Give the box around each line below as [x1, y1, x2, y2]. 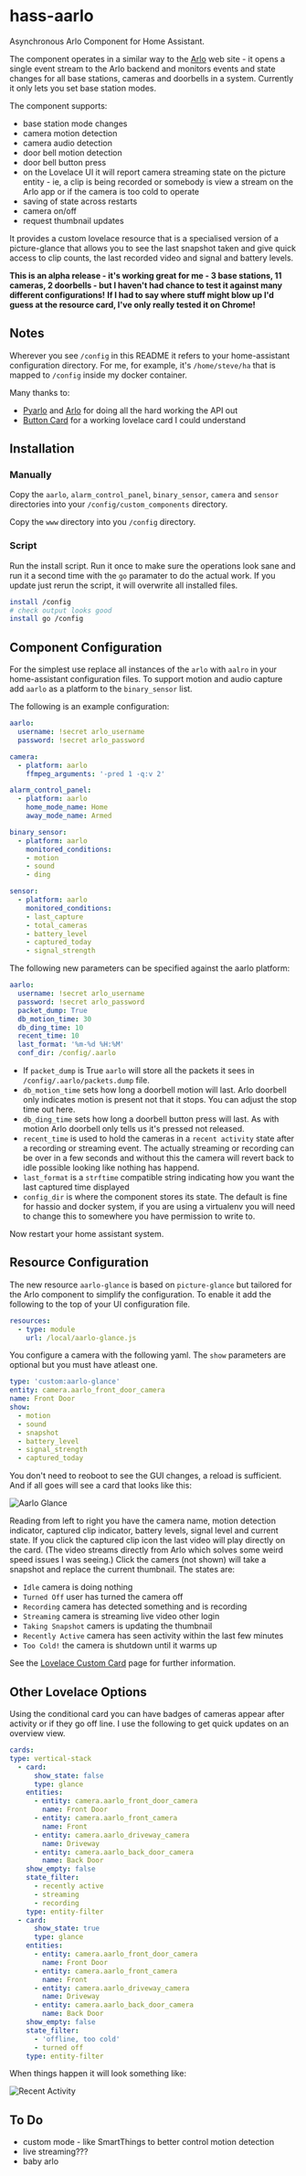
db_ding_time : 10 [17, 1023, 84, 1032]
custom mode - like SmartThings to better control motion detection [22, 2137, 275, 2148]
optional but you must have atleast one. [9, 1360, 158, 1371]
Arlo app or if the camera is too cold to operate [22, 186, 199, 197]
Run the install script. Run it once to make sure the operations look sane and [9, 560, 296, 571]
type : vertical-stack [9, 1754, 92, 1763]
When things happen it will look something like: [9, 2068, 187, 2079]
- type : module [17, 1325, 76, 1334]
